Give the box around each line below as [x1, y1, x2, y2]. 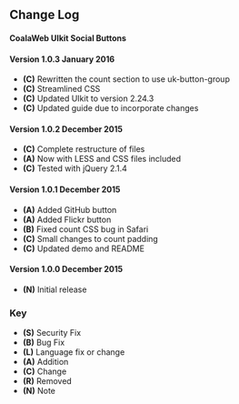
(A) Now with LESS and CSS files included [22, 154, 182, 165]
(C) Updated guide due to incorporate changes [22, 103, 199, 114]
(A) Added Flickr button [22, 214, 112, 225]
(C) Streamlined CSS [22, 84, 101, 95]
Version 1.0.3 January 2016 [9, 54, 115, 65]
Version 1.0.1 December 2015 [9, 184, 121, 195]
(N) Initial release [22, 284, 87, 295]
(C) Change [22, 366, 67, 377]
